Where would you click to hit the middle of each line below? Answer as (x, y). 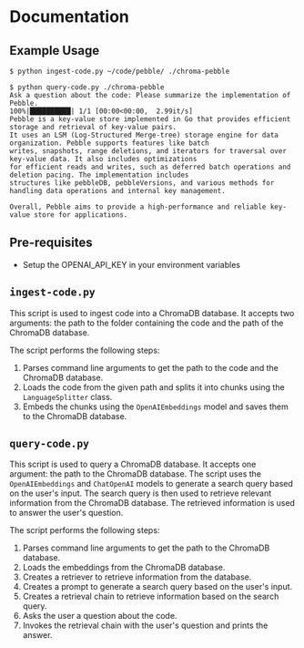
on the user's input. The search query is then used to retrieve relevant (140, 493)
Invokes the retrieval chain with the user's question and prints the (145, 625)
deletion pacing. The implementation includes (99, 175)
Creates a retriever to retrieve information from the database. (137, 577)
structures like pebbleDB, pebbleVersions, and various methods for (142, 183)
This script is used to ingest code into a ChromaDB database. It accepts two (152, 313)
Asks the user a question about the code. (100, 616)
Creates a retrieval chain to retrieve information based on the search (151, 597)
